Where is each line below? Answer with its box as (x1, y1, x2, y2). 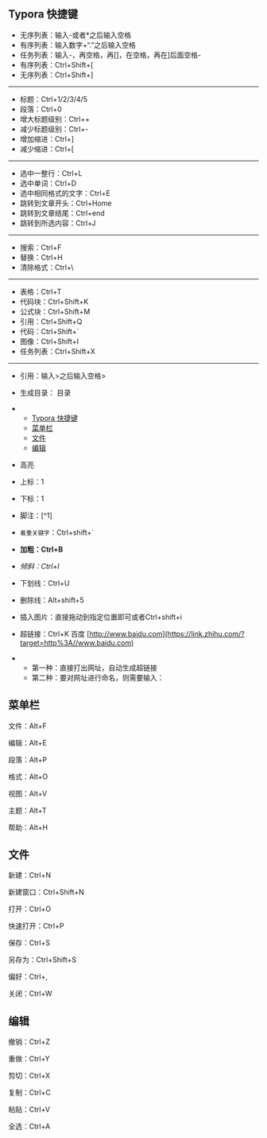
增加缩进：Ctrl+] (19, 134, 74, 143)
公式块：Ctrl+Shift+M (19, 306, 91, 316)
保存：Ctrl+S (8, 938, 50, 948)
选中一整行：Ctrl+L (19, 168, 83, 177)
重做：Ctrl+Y (8, 1054, 50, 1064)
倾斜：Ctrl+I (19, 561, 60, 571)
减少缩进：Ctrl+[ (19, 144, 74, 154)
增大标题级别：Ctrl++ (19, 114, 91, 123)
